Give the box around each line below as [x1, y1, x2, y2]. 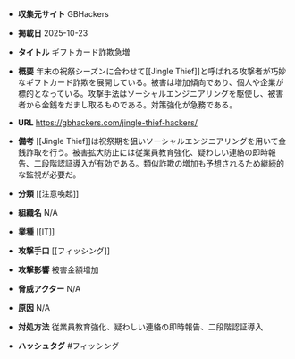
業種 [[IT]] [17, 227, 55, 236]
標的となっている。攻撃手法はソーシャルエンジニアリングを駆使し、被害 [17, 89, 284, 98]
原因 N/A [17, 303, 51, 312]
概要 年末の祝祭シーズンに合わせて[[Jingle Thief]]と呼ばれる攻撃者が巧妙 [17, 66, 287, 76]
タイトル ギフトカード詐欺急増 [17, 47, 131, 57]
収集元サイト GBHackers [17, 9, 109, 19]
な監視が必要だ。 [17, 169, 81, 180]
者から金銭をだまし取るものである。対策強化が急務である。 [17, 99, 238, 110]
